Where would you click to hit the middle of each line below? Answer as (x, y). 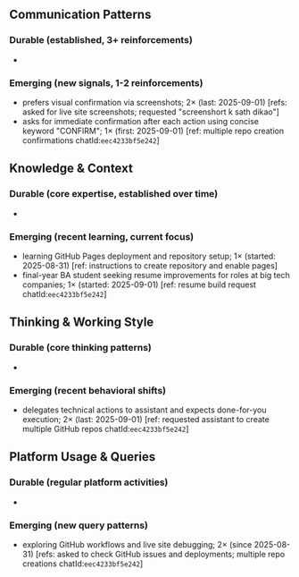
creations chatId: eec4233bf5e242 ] (83, 564)
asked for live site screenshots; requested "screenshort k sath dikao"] (150, 112)
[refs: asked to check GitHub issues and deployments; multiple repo (160, 554)
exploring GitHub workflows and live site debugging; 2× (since (137, 544)
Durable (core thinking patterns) (80, 348)
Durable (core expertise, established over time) (114, 194)
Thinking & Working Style (82, 322)
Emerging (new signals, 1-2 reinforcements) (106, 82)
